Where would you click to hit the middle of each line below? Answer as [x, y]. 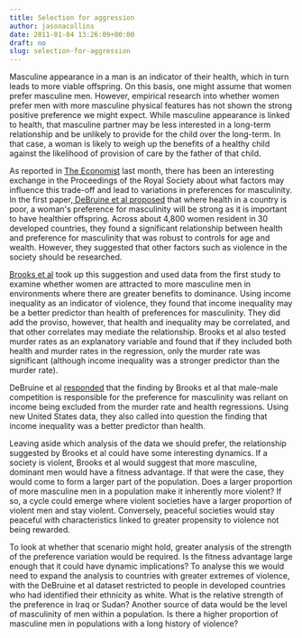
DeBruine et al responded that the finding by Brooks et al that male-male [144, 387]
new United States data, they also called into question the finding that [138, 416]
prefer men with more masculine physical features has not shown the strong [151, 105]
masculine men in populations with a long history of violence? [124, 624]
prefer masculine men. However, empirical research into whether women [144, 96]
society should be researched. [66, 257]
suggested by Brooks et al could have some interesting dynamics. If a [138, 453]
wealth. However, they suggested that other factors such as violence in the [148, 248]
